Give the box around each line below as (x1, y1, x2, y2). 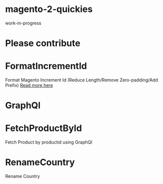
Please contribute (5, 37, 81, 49)
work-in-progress (5, 20, 41, 26)
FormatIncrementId (5, 60, 87, 72)
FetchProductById (5, 122, 82, 134)
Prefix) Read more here (5, 82, 53, 88)
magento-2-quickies (5, 3, 93, 15)
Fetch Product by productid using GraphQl (5, 139, 92, 145)
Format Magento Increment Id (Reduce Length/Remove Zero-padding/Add (5, 77, 158, 83)
